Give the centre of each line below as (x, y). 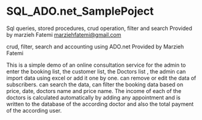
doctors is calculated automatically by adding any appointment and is (94, 97)
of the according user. (34, 110)
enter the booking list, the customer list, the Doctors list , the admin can (96, 71)
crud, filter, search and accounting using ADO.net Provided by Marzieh (95, 47)
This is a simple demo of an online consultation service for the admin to (96, 65)
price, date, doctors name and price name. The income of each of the (94, 91)
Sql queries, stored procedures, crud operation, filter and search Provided (99, 28)
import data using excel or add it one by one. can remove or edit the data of (101, 78)
